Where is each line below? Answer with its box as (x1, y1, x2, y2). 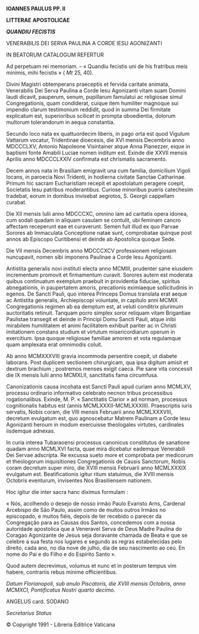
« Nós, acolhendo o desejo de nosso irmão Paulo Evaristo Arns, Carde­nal (6, 500, 185, 507)
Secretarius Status (6, 610, 52, 616)
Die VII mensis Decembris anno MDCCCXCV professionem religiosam (6, 247, 176, 254)
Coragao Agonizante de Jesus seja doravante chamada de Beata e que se (6, 532, 188, 539)
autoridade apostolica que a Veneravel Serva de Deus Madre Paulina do (6, 526, 182, 532)
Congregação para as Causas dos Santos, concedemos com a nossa (6, 519, 175, 526)
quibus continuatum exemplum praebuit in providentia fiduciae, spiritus (6, 278, 180, 285)
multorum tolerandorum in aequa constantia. (6, 119, 115, 126)
